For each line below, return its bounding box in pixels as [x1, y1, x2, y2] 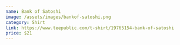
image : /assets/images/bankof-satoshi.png [5, 14, 111, 20]
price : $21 [5, 30, 32, 36]
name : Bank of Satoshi [5, 8, 61, 15]
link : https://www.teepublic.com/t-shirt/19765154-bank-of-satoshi [5, 25, 175, 31]
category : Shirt [5, 19, 45, 25]
